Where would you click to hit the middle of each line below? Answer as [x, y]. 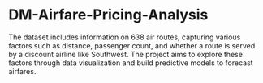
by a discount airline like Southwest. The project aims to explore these [126, 54]
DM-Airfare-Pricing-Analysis [108, 15]
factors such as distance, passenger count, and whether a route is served [132, 45]
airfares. [22, 71]
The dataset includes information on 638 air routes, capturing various [125, 37]
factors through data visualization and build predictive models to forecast [131, 63]
